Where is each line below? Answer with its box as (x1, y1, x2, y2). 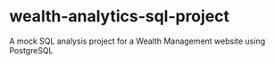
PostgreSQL (9, 45, 54, 55)
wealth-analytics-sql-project (9, 6, 230, 27)
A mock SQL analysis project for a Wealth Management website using (9, 36, 266, 46)
